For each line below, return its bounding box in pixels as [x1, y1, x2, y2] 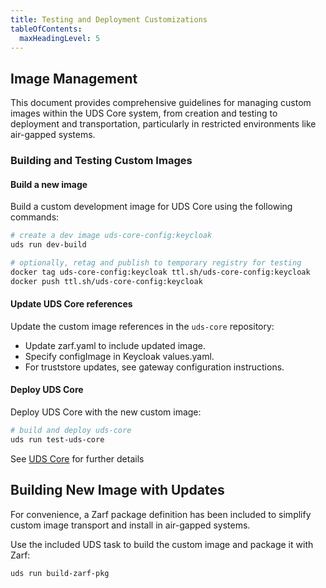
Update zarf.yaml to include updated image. [24, 339, 206, 351]
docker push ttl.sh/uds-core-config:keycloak [10, 276, 203, 286]
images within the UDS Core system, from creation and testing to [10, 107, 278, 120]
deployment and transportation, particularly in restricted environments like [10, 118, 317, 130]
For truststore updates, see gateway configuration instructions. [24, 361, 285, 373]
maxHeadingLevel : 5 [19, 33, 101, 43]
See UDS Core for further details [10, 452, 145, 465]
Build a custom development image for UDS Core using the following [10, 201, 293, 213]
